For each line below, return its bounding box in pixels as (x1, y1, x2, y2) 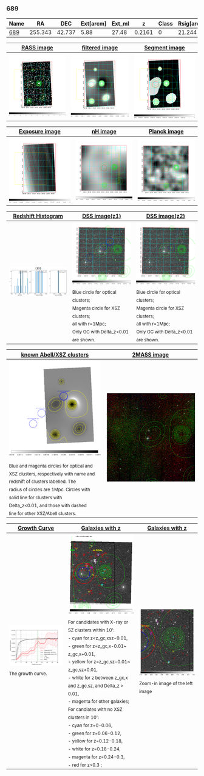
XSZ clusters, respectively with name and (8, 471, 95, 477)
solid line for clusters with (8, 494, 63, 500)
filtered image (81, 44, 118, 51)
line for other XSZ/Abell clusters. (8, 510, 76, 516)
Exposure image (18, 128, 61, 135)
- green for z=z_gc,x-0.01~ (67, 643, 127, 649)
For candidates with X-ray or (67, 619, 129, 625)
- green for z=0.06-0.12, (67, 730, 121, 736)
